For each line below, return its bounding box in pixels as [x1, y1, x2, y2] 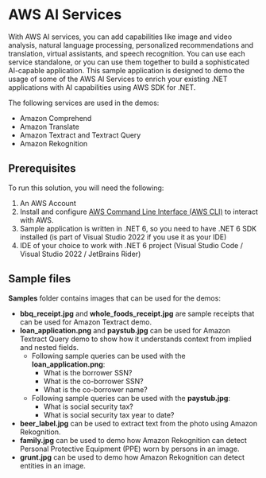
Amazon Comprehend [19, 113, 92, 122]
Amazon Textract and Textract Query [19, 130, 141, 140]
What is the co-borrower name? [43, 384, 148, 394]
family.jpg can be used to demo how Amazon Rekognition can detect [19, 435, 248, 445]
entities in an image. [19, 461, 86, 470]
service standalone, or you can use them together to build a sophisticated [8, 57, 250, 67]
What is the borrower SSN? [43, 367, 133, 377]
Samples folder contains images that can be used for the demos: [8, 293, 221, 303]
